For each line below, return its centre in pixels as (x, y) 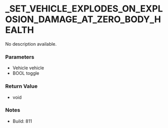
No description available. (31, 44)
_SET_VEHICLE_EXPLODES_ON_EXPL (84, 9)
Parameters (20, 57)
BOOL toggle (26, 73)
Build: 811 (22, 121)
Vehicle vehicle (28, 68)
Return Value (21, 86)
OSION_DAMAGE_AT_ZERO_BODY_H (83, 19)
